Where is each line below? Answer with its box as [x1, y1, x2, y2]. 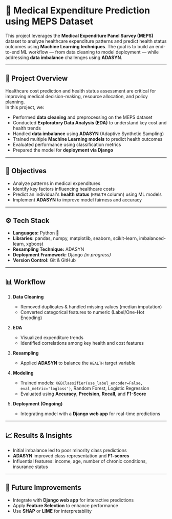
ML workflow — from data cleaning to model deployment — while [20, 49, 159, 55]
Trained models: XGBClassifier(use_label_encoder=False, [20, 380, 143, 386]
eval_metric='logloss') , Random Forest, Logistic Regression [20, 385, 149, 392]
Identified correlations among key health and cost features [20, 340, 144, 346]
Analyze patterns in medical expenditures [12, 180, 101, 187]
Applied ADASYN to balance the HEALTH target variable [20, 360, 136, 366]
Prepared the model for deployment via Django [12, 146, 114, 153]
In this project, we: [5, 104, 45, 110]
